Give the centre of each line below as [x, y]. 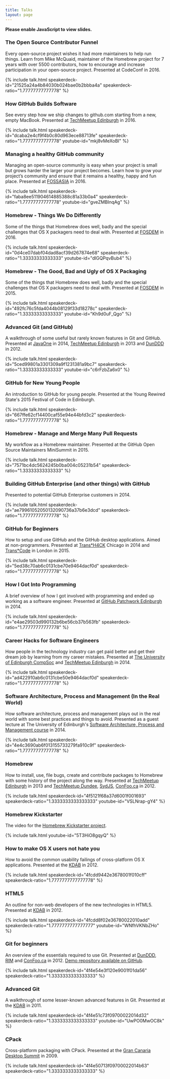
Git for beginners [27, 944]
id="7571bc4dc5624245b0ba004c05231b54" [53, 465]
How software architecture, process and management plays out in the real [83, 714]
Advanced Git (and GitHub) [39, 327]
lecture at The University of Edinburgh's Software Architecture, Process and [85, 725]
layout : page [19, 15]
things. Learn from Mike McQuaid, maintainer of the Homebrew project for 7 [85, 59]
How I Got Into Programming [41, 585]
